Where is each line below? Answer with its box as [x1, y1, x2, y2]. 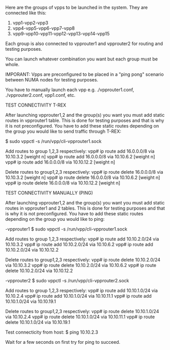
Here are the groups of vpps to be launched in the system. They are [5, 5, 148, 10]
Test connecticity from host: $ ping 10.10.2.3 [5, 329, 99, 335]
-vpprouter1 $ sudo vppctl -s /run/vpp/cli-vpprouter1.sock [5, 226, 128, 232]
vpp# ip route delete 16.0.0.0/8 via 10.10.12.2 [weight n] [5, 180, 120, 186]
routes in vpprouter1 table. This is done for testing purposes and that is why [5, 117, 164, 123]
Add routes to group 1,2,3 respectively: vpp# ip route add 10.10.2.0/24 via [5, 236, 159, 242]
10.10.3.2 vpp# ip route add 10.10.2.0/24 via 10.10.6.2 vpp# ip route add [5, 241, 153, 248]
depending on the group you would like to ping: [5, 216, 105, 222]
